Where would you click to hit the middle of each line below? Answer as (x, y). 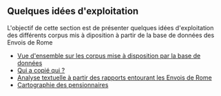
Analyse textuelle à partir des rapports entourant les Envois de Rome (114, 77)
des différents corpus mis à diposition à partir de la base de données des (111, 35)
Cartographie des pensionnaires (63, 84)
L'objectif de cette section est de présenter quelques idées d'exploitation (110, 27)
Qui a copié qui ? (41, 70)
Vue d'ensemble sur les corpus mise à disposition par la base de (109, 56)
